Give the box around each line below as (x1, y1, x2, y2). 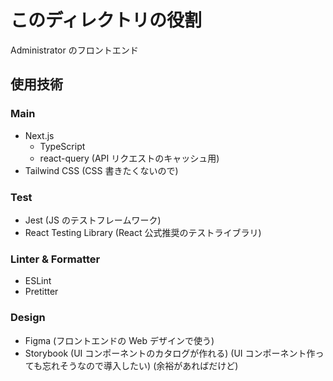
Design (10, 311, 46, 325)
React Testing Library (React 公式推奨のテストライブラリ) (24, 226, 262, 238)
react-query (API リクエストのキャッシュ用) (39, 152, 220, 164)
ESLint (24, 275, 52, 287)
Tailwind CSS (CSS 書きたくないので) (24, 164, 179, 176)
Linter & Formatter (10, 252, 101, 266)
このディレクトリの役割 (10, 9, 203, 32)
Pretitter (24, 286, 59, 298)
